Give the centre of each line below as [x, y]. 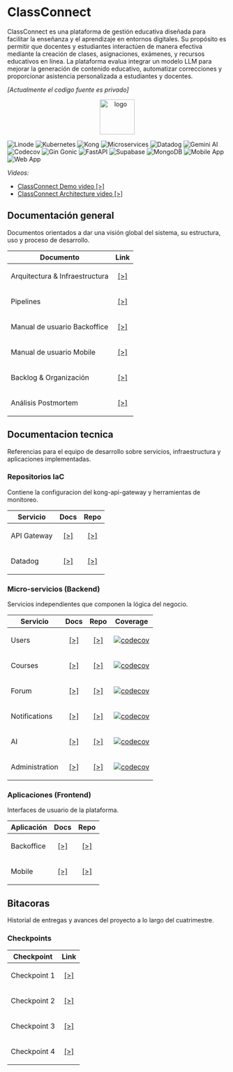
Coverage [131, 622]
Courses [24, 666]
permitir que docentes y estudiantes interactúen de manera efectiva [105, 46]
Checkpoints [30, 938]
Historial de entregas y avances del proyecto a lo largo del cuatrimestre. [111, 920]
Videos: [18, 173]
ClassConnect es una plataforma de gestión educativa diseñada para [106, 31]
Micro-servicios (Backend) [54, 589]
